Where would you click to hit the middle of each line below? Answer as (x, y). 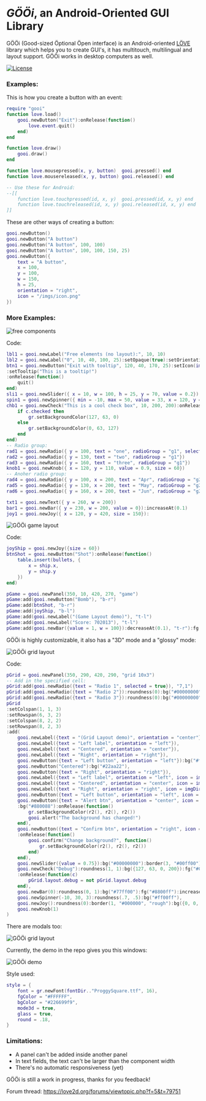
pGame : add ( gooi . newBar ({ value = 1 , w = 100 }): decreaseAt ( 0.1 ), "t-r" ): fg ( (104, 628)
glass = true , (35, 1014)
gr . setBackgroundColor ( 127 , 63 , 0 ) (74, 417)
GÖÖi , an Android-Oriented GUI (88, 13)
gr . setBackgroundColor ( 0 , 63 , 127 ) (74, 429)
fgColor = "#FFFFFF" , (45, 997)
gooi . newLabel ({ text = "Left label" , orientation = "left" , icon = (105, 778)
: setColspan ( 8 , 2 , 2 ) (34, 721)
